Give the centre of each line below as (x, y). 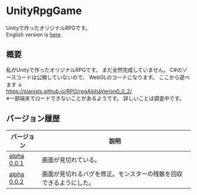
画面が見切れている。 (71, 160)
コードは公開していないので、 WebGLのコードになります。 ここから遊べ (103, 77)
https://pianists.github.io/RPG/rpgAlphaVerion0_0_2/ (69, 91)
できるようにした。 (68, 183)
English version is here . (34, 34)
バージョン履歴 (33, 119)
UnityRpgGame (44, 11)
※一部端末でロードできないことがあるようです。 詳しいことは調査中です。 (95, 98)
